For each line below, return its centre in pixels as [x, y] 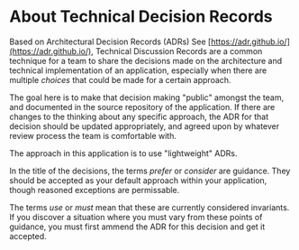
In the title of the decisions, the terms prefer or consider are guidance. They [150, 171]
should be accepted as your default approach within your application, [138, 180]
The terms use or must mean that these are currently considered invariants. [149, 207]
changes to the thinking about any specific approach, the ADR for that [139, 116]
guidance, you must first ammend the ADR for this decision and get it [137, 227]
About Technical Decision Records [141, 17]
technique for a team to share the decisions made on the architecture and [145, 60]
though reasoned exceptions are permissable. [95, 190]
